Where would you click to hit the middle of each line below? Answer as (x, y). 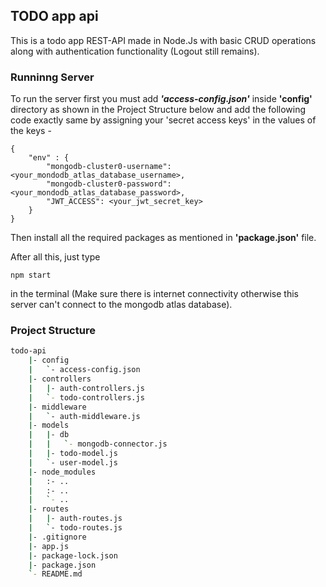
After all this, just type (55, 257)
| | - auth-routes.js (75, 519)
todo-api (28, 351)
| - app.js (49, 546)
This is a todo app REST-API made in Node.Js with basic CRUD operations (163, 40)
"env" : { (49, 158)
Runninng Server (52, 77)
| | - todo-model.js (73, 454)
